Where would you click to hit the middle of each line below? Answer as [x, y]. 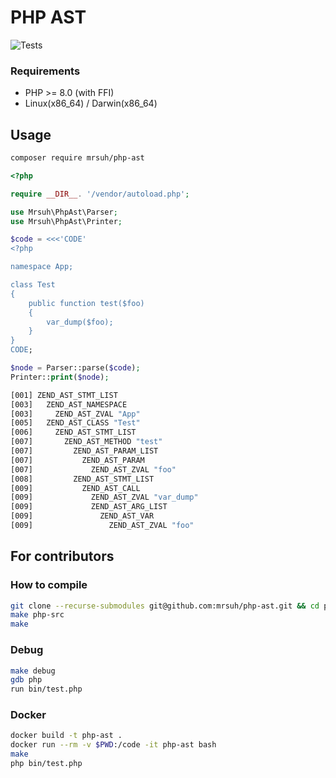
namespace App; [42, 267]
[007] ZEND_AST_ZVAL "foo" [93, 469]
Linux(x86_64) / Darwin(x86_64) [91, 103]
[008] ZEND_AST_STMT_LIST [82, 479]
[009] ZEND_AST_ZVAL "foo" [102, 526]
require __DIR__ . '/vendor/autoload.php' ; [100, 194]
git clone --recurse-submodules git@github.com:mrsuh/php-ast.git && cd [165, 606]
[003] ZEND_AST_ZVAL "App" [75, 414]
